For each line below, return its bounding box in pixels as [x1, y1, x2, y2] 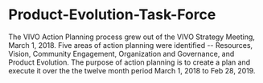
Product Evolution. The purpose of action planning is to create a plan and [8, 57, 251, 67]
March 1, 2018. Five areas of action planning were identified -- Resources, [8, 40, 253, 49]
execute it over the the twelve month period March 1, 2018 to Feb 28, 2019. [8, 65, 256, 75]
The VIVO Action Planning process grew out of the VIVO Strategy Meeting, [8, 32, 256, 41]
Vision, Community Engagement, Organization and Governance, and [8, 49, 235, 58]
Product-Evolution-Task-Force [8, 6, 216, 24]
